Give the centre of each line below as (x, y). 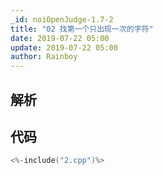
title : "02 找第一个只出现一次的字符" (82, 29)
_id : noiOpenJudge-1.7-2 (62, 19)
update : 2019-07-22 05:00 (64, 47)
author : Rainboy (44, 57)
